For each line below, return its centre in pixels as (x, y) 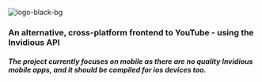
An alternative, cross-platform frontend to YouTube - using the (131, 32)
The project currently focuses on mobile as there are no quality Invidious (131, 61)
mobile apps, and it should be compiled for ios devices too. (107, 69)
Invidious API (34, 42)
